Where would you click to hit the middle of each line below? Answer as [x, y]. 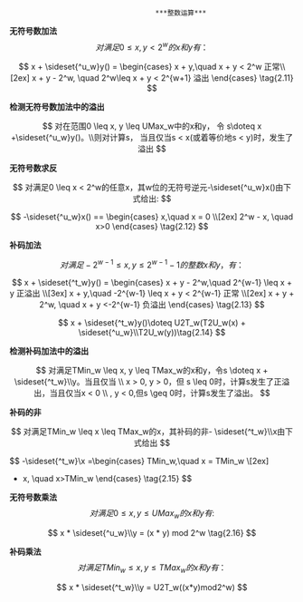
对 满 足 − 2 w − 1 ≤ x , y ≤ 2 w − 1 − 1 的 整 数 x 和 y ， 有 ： [152, 264]
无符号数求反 [33, 168]
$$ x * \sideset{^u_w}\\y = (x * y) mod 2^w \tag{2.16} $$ [152, 533]
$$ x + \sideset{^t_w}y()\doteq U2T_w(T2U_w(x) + [152, 323]
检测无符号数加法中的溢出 [57, 106]
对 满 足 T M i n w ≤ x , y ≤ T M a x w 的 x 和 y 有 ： [152, 568]
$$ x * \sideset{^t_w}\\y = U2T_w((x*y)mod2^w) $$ [152, 587]
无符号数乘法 [33, 498]
